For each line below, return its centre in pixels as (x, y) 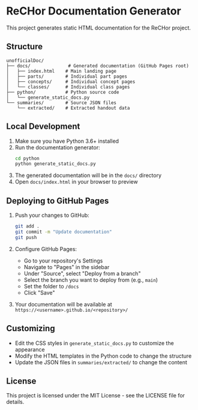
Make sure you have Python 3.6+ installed (67, 141)
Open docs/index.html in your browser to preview (76, 182)
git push (26, 237)
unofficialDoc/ (25, 61)
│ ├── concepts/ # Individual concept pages (71, 82)
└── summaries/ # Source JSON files (61, 103)
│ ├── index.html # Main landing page (61, 71)
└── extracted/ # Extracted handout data (73, 108)
